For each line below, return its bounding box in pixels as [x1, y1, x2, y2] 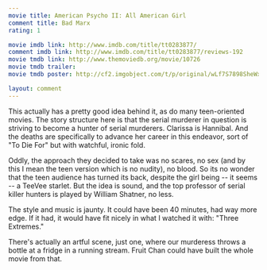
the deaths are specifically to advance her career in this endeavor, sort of [8, 132, 249, 141]
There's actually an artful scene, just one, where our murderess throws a [8, 237, 246, 246]
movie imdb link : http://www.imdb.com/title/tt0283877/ [8, 40, 197, 48]
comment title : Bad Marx [8, 19, 91, 27]
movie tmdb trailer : [8, 63, 77, 71]
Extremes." [8, 222, 44, 231]
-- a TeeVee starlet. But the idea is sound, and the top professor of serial [8, 180, 246, 191]
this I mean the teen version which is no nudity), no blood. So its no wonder [8, 164, 256, 173]
